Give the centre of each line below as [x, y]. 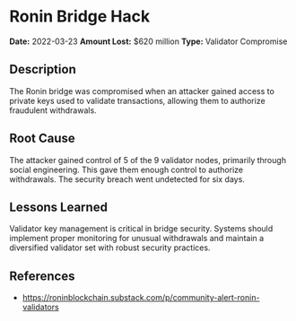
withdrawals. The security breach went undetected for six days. [127, 179]
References [42, 276]
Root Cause [43, 139]
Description [43, 69]
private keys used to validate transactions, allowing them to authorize [138, 100]
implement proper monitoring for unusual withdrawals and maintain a [137, 239]
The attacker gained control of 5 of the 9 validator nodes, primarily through [148, 160]
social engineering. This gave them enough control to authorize [126, 169]
